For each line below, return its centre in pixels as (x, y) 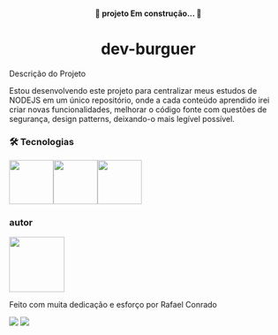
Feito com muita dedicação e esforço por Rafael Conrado (113, 305)
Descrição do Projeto (48, 73)
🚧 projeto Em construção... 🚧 (148, 13)
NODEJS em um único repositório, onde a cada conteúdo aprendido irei (139, 100)
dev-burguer (148, 49)
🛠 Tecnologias (42, 142)
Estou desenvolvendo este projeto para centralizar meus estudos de (133, 90)
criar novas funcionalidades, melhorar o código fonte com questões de (138, 109)
